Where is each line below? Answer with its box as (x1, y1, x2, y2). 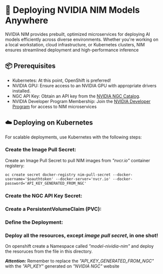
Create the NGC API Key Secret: (5, 192, 82, 199)
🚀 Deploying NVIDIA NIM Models (5, 4, 140, 16)
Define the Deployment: (5, 219, 63, 226)
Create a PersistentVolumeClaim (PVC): (5, 205, 102, 212)
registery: (5, 163, 25, 169)
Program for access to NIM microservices (12, 103, 97, 109)
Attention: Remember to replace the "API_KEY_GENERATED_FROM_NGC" (5, 258, 154, 264)
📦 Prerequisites (5, 62, 56, 70)
